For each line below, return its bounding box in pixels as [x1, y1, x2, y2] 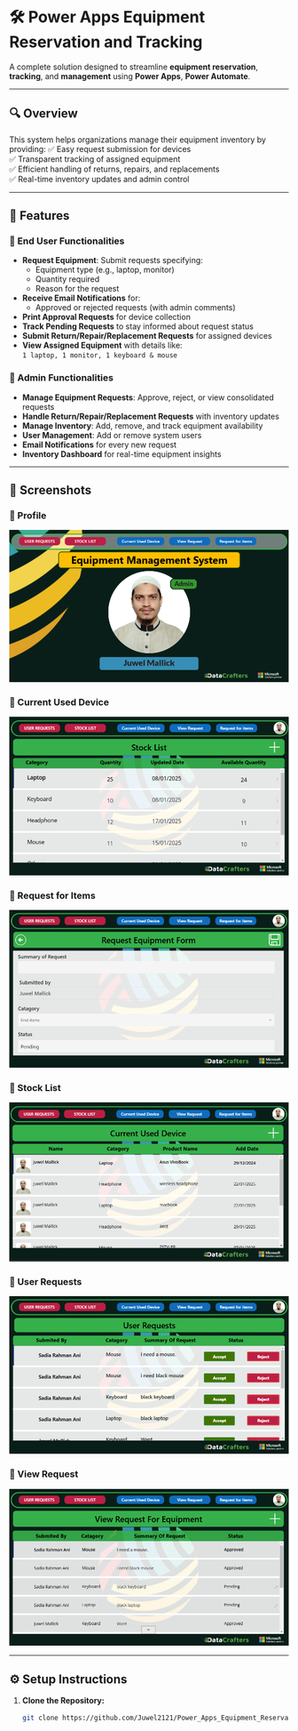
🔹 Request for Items [9, 889, 96, 902]
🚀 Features [9, 208, 70, 223]
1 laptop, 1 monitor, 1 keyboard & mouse [21, 351, 177, 360]
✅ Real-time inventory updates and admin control [9, 173, 190, 184]
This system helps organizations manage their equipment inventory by [9, 134, 266, 145]
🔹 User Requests [9, 1275, 82, 1287]
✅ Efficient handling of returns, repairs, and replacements [9, 164, 220, 174]
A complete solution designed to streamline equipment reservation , [9, 61, 259, 72]
